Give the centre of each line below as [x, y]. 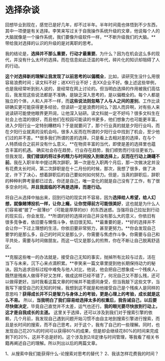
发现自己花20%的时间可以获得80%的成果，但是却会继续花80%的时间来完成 [82, 331]
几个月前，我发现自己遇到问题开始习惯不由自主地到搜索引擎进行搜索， [84, 318]
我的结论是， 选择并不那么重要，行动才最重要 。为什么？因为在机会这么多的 [80, 53]
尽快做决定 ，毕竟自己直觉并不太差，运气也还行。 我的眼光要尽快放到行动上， [82, 306]
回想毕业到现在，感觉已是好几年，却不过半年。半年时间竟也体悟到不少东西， [82, 25]
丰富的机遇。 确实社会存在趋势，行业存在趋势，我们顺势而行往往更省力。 [83, 150]
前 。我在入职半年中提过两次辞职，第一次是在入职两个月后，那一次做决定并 [80, 162]
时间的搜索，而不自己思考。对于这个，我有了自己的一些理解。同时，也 [89, 325]
